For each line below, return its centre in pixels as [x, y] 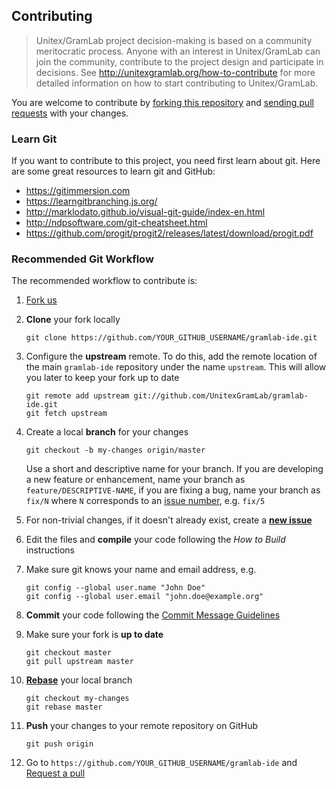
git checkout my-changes [77, 699]
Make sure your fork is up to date [94, 635]
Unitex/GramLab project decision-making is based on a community [174, 40]
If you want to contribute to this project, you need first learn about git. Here [166, 161]
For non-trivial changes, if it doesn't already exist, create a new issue [169, 520]
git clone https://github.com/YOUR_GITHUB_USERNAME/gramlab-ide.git [171, 338]
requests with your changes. [70, 113]
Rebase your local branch [79, 680]
